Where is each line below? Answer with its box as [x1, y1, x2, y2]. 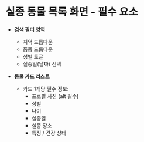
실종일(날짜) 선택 [22, 60, 61, 67]
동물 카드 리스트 [13, 73, 50, 80]
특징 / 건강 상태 [31, 129, 67, 136]
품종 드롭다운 [22, 45, 53, 53]
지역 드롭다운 [22, 38, 53, 45]
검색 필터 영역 [13, 26, 45, 33]
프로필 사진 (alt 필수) [31, 92, 79, 100]
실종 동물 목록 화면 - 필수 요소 [5, 5, 139, 19]
